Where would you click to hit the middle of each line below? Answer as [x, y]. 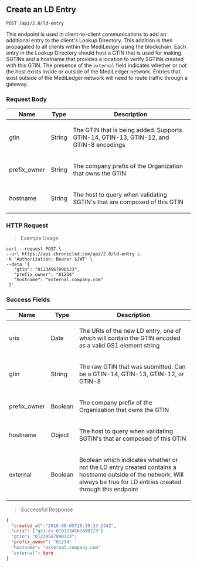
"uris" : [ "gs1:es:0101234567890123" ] [57, 531]
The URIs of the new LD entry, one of [130, 330]
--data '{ [18, 264]
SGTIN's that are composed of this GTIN [128, 202]
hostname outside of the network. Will [131, 474]
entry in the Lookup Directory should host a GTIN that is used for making [94, 53]
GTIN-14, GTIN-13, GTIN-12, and [121, 137]
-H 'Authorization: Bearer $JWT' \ [50, 259]
